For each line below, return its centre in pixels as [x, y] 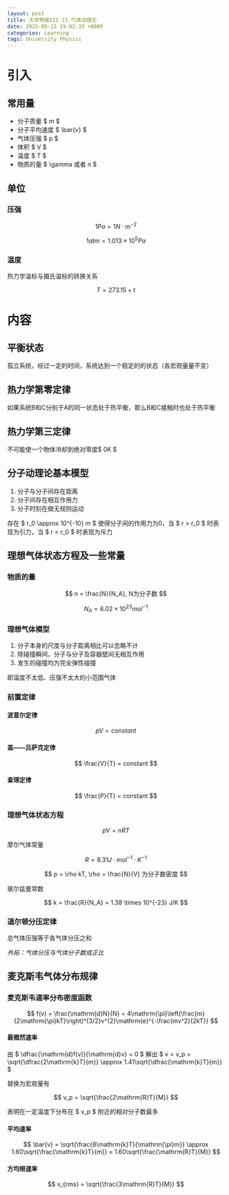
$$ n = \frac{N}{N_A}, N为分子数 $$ [116, 593]
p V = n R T [116, 831]
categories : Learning [38, 33]
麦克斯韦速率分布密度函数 [50, 998]
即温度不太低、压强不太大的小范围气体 [61, 677]
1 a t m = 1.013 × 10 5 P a [116, 241]
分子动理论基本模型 [48, 473]
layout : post [26, 13]
